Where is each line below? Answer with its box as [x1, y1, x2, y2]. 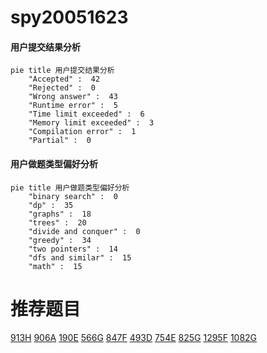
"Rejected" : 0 [28, 83, 97, 93]
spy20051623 [10, 6, 129, 29]
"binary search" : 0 [28, 191, 118, 201]
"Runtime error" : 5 [28, 101, 118, 111]
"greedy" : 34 [28, 235, 92, 245]
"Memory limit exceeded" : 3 [28, 118, 155, 128]
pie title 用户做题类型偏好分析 [10, 182, 130, 193]
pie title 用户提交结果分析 [10, 66, 115, 76]
